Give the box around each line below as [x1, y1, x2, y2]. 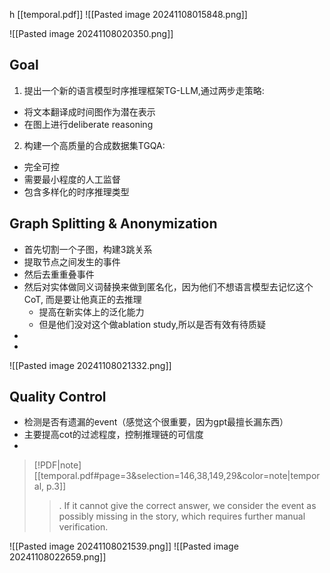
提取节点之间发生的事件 [23, 255, 121, 268]
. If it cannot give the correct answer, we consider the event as [58, 500, 317, 512]
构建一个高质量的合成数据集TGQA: [23, 139, 166, 151]
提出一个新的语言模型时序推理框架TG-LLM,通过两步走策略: [23, 84, 265, 96]
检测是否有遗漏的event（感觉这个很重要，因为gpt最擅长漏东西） [23, 416, 289, 428]
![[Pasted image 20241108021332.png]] [9, 359, 172, 371]
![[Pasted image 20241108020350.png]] [9, 28, 174, 39]
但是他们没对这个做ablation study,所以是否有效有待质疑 [38, 318, 267, 330]
